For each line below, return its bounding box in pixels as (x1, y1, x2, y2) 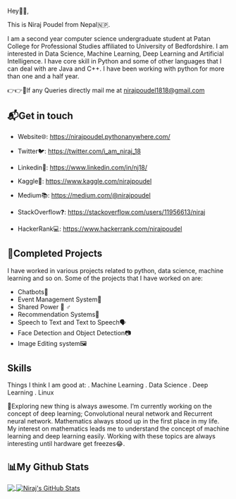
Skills (7, 362, 32, 374)
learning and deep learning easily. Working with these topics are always (7, 432, 216, 440)
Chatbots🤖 (17, 287, 49, 296)
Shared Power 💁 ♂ (17, 302, 71, 311)
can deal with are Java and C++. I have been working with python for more (7, 64, 225, 73)
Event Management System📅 (17, 295, 102, 303)
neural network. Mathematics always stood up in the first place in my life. (7, 417, 220, 426)
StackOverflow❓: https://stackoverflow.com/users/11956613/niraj (17, 208, 206, 216)
